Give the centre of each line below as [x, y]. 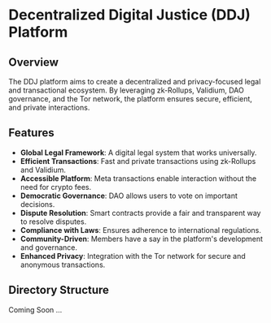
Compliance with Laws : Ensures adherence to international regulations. [141, 230]
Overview [34, 62]
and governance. [48, 247]
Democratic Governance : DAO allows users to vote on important [129, 196]
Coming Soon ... [35, 309]
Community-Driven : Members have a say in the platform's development [141, 239]
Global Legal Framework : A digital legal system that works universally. [138, 153]
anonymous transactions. [63, 265]
